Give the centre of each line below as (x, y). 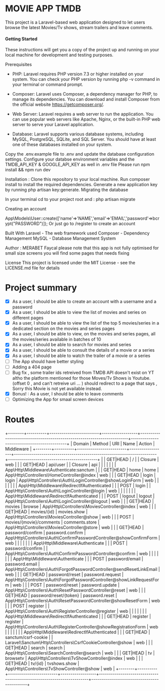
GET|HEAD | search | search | (35, 648)
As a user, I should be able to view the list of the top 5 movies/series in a (85, 323)
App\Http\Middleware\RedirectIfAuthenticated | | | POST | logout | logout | (80, 496)
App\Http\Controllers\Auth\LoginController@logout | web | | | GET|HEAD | (80, 501)
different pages (28, 318)
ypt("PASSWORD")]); (26, 224)
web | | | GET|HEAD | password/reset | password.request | (65, 574)
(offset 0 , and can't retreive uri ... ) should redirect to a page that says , (85, 383)
